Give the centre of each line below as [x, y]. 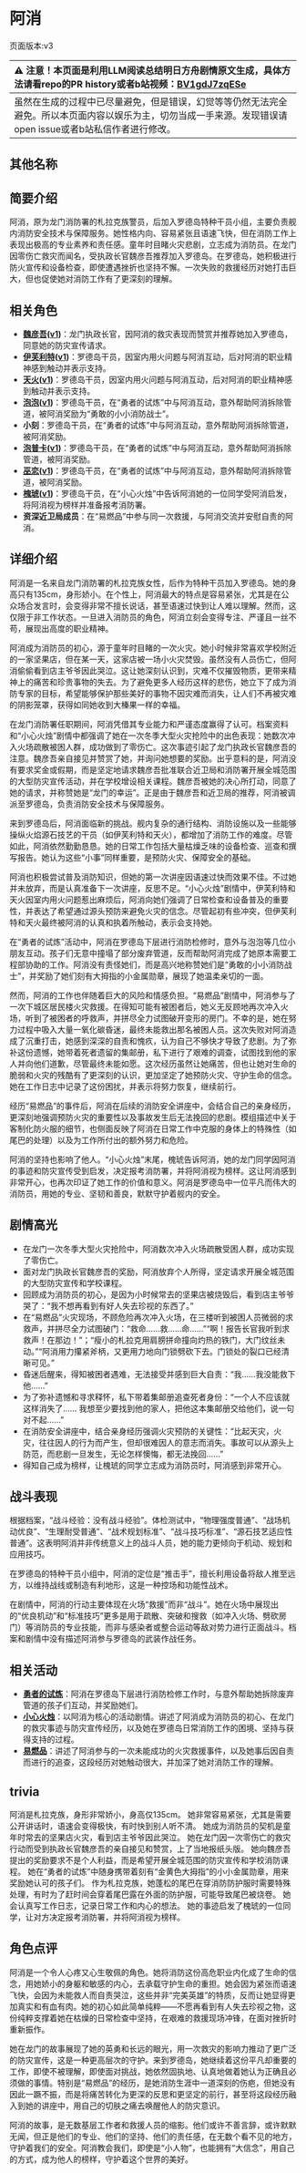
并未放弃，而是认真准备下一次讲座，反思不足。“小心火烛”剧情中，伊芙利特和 [153, 888]
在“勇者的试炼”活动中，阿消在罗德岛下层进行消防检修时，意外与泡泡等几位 [149, 942]
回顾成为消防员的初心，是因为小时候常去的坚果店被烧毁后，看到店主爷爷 [158, 1294]
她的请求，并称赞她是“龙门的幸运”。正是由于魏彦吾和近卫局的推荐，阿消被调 [153, 792]
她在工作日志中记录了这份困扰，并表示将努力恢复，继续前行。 [125, 1086]
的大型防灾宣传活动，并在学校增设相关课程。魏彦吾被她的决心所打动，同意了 [153, 781]
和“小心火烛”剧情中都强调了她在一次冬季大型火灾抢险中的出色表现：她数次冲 [153, 736]
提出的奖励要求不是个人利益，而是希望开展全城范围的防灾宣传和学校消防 [145, 1860]
